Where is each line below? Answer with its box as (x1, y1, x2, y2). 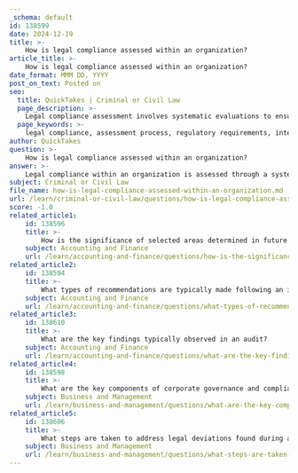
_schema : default (9, 12, 74, 22)
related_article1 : (9, 210, 77, 220)
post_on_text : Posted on (9, 79, 101, 88)
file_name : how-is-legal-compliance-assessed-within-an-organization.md (9, 186, 284, 195)
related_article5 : (9, 409, 77, 418)
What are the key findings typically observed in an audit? (41, 335, 268, 343)
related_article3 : (9, 310, 77, 319)
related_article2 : (9, 261, 77, 270)
